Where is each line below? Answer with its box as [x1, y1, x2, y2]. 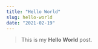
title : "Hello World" [6, 8, 61, 15]
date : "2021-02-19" [6, 20, 56, 26]
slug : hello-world [6, 14, 53, 20]
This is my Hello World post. [21, 36, 93, 44]
